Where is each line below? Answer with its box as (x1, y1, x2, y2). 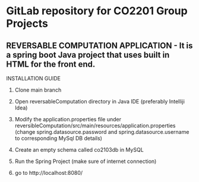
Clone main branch (14, 86, 62, 93)
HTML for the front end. (6, 59, 96, 69)
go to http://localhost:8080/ (14, 170, 83, 176)
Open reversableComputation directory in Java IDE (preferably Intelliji (14, 98, 185, 105)
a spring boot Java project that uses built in (6, 49, 170, 60)
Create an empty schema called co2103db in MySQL (14, 146, 144, 153)
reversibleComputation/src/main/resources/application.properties (14, 122, 176, 129)
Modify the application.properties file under (14, 116, 122, 123)
